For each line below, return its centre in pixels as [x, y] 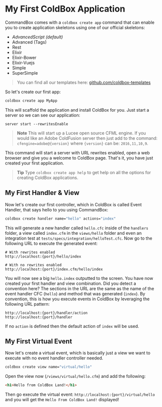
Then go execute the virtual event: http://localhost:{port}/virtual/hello [80, 394]
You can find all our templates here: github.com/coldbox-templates [84, 82]
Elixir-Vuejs [23, 63]
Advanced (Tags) [29, 42]
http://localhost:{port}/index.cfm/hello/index [54, 269]
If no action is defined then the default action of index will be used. [72, 326]
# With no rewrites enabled [33, 265]
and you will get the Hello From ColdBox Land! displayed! [62, 400]
